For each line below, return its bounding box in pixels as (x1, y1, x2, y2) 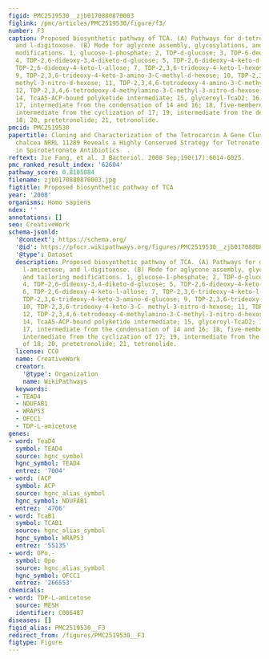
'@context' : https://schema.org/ (15, 236, 127, 244)
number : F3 (8, 26, 45, 35)
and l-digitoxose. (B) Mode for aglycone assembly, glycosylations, (15, 42, 249, 50)
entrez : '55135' (15, 542, 70, 550)
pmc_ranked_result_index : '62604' (8, 161, 124, 169)
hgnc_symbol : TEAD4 (15, 459, 81, 468)
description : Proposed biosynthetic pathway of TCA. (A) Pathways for (15, 258, 256, 266)
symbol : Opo (15, 556, 56, 564)
